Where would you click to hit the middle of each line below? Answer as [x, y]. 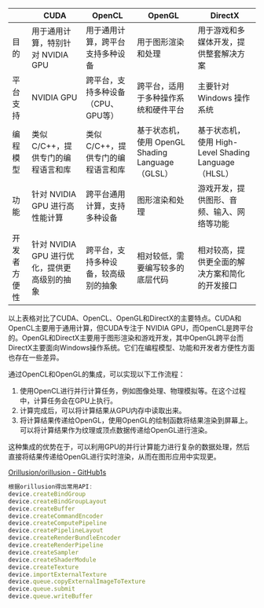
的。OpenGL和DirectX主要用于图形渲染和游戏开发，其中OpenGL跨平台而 [126, 338]
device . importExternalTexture [58, 574]
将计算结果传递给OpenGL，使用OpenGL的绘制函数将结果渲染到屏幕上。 [136, 420]
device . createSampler [44, 552]
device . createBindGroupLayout [58, 501]
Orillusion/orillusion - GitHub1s [57, 472]
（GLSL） [155, 174]
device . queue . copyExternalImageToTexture [77, 582]
